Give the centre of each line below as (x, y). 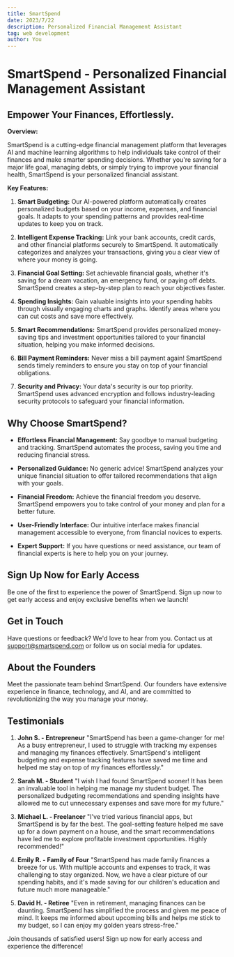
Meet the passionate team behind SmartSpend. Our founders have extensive (117, 684)
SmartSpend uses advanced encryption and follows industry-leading (116, 394)
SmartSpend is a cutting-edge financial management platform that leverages (117, 145)
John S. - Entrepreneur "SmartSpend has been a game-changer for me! (121, 738)
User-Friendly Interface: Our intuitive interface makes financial (108, 525)
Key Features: (28, 188)
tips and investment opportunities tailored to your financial (122, 337)
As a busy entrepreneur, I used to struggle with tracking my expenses (117, 745)
